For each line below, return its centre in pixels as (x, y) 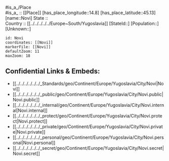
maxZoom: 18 (18, 56)
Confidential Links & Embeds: (53, 71)
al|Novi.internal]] (30, 110)
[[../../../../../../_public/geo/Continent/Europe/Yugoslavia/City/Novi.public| (88, 94)
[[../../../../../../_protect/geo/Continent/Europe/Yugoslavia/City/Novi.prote (88, 115)
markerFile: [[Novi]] (28, 47)
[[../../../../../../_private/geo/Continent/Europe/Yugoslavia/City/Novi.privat (88, 127)
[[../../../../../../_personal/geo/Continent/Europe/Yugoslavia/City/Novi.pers (88, 137)
